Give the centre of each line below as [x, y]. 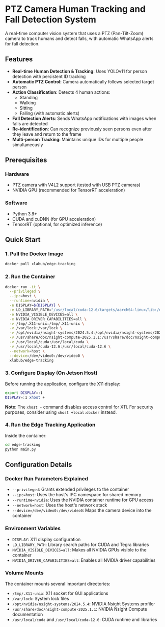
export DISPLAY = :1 [24, 393]
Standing [29, 97]
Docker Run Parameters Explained [47, 478]
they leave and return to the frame [47, 134]
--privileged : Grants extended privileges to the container [70, 489]
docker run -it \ [23, 287]
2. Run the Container [30, 276]
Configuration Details [39, 464]
